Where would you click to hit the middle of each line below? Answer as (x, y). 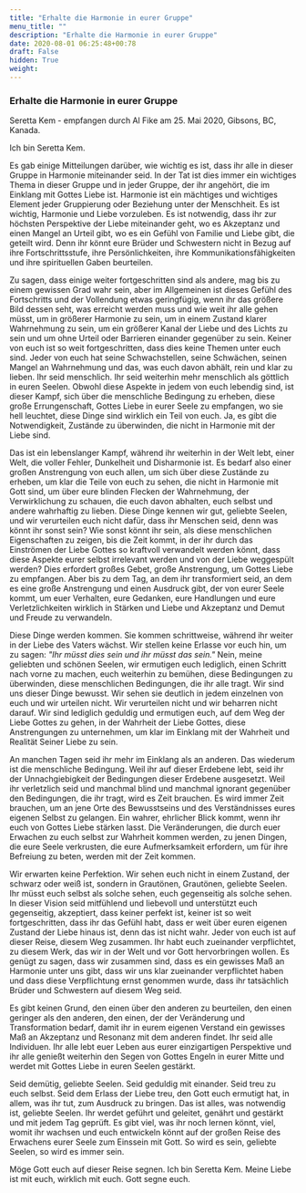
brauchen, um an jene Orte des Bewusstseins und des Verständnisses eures (153, 808)
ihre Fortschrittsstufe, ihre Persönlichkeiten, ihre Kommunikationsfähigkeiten (153, 253)
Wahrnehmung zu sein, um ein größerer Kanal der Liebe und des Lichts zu (149, 328)
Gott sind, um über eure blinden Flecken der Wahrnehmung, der (129, 492)
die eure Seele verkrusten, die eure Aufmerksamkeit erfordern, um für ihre (149, 847)
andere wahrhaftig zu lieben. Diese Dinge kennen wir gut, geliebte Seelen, (148, 511)
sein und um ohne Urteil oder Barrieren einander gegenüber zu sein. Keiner (151, 338)
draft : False (34, 52)
